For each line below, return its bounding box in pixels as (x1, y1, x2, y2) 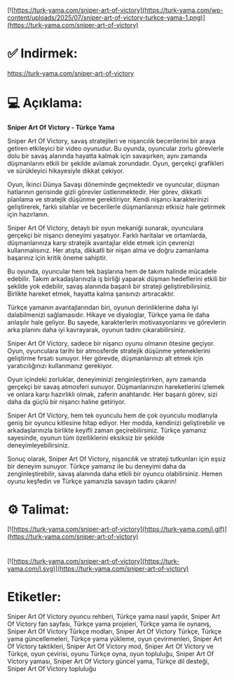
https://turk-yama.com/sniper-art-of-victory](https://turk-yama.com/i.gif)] (13, 525, 228, 533)
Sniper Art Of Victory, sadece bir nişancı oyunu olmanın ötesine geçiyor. (7, 339, 215, 347)
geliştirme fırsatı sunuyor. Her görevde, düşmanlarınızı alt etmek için (7, 354, 204, 362)
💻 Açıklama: (7, 95, 83, 111)
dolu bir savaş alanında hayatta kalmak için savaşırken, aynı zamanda (7, 151, 207, 160)
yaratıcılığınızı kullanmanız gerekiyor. (7, 361, 113, 370)
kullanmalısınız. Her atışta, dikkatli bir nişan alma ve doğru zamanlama (7, 246, 209, 254)
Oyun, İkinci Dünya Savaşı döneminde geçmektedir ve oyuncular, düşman (7, 180, 219, 188)
